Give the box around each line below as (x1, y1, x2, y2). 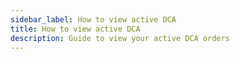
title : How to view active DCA (10, 24, 141, 34)
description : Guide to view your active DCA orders (10, 33, 230, 43)
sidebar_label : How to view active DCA (10, 14, 177, 25)
